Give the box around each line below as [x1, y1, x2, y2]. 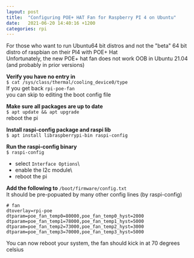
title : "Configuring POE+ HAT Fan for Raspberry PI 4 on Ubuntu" [6, 14, 177, 20]
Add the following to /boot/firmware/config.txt [6, 184, 127, 192]
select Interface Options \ [14, 160, 80, 168]
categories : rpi [6, 25, 47, 32]
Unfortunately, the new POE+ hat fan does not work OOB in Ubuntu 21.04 [6, 55, 188, 62]
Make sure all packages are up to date [6, 103, 104, 110]
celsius [6, 246, 24, 253]
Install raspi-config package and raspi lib [6, 126, 111, 133]
